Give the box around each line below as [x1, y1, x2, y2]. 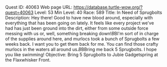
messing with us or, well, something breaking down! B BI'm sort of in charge [5, 31, 159, 36]
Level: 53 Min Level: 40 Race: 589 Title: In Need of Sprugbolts [34, 9, 163, 15]
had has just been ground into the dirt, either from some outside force [5, 25, 149, 31]
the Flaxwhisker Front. [5, 57, 51, 63]
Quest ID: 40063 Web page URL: [5, 4, 73, 10]
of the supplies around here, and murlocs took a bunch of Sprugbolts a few [5, 36, 160, 42]
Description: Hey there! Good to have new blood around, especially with [5, 15, 153, 20]
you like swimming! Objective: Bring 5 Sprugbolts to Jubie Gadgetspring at [5, 52, 159, 58]
